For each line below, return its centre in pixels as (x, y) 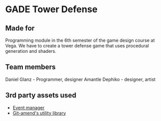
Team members (30, 67)
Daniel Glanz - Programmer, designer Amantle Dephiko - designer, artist (80, 79)
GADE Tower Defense (52, 9)
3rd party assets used (41, 95)
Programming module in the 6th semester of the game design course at (80, 40)
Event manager (28, 107)
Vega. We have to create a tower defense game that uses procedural (77, 46)
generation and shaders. (31, 51)
